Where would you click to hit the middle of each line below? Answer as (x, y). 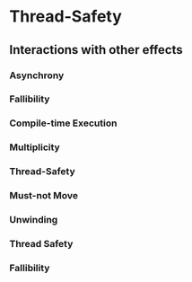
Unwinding (34, 220)
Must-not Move (44, 196)
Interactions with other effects (96, 50)
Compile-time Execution (63, 123)
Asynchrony (37, 75)
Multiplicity (35, 147)
